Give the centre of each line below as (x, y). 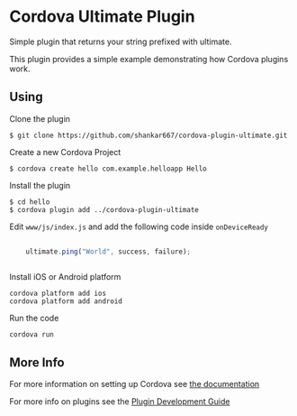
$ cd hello (30, 202)
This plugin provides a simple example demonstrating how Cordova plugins (149, 59)
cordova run (31, 335)
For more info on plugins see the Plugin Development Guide (120, 402)
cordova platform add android (66, 301)
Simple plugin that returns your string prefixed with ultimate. (121, 42)
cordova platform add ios (58, 294)
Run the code (34, 319)
